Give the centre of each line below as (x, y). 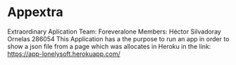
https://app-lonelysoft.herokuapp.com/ (64, 54)
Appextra (35, 12)
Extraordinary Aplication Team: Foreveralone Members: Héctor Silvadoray (114, 31)
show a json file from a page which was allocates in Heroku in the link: (109, 46)
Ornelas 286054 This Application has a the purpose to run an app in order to (118, 38)
